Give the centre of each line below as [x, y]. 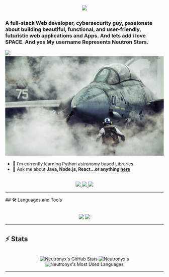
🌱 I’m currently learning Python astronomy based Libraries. [73, 164]
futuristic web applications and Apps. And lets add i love [75, 36]
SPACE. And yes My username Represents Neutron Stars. [77, 42]
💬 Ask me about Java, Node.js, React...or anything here [71, 169]
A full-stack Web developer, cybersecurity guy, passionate [79, 23]
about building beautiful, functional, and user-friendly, [73, 29]
